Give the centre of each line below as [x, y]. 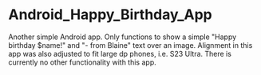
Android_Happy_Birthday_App [111, 15]
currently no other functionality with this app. [83, 62]
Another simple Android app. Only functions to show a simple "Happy [123, 37]
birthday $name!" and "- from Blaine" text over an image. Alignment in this [130, 45]
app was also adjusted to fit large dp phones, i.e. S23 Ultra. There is [120, 53]
